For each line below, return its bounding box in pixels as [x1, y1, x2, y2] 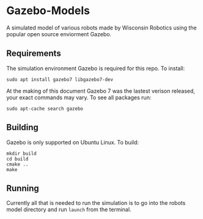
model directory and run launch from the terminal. [6, 206, 131, 213]
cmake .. [6, 161, 29, 167]
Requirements [6, 48, 61, 59]
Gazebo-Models [6, 4, 90, 18]
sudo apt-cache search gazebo [6, 106, 84, 112]
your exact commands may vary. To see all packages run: [6, 93, 152, 101]
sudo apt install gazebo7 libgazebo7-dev [6, 76, 114, 83]
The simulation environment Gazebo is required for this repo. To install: [6, 64, 185, 72]
